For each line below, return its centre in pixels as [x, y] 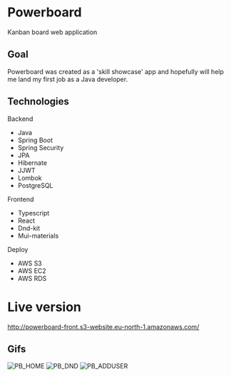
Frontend [21, 199]
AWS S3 [30, 263]
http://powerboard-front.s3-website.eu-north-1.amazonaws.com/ [103, 326]
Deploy [18, 249]
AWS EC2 [32, 270]
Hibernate [32, 163]
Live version [45, 307]
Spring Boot [35, 140]
